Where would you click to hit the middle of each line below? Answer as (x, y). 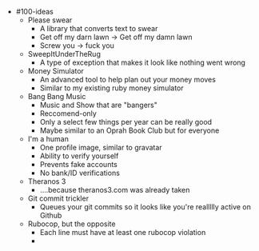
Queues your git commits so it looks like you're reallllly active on (145, 207)
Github (51, 215)
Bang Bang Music (57, 96)
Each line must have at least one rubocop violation (123, 232)
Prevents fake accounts (78, 164)
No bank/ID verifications (80, 173)
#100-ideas (34, 12)
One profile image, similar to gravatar (101, 147)
